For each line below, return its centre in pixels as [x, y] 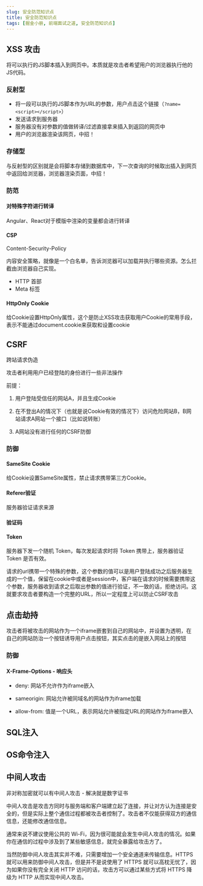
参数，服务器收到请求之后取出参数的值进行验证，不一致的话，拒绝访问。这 [104, 587]
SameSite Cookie [28, 463]
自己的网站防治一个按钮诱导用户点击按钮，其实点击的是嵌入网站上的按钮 [96, 638]
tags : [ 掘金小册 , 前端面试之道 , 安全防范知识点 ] [61, 23]
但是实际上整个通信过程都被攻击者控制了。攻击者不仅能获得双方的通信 [109, 813]
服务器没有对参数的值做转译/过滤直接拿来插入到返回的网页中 [90, 127]
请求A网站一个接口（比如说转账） [62, 419]
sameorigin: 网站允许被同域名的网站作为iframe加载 [78, 699]
